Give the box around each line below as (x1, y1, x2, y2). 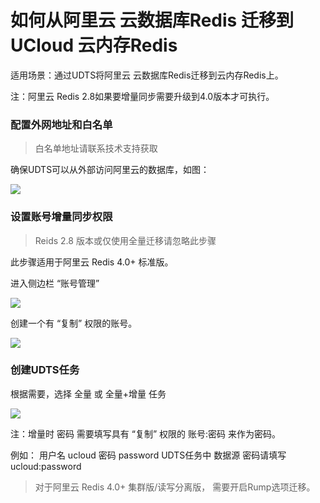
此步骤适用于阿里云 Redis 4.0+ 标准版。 (10, 256, 174, 268)
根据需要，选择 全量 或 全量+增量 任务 (10, 387, 167, 400)
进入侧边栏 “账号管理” (10, 277, 100, 289)
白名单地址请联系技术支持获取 (34, 142, 158, 155)
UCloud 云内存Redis (10, 34, 178, 57)
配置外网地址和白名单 (10, 117, 113, 131)
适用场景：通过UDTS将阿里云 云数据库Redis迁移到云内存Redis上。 (10, 69, 284, 81)
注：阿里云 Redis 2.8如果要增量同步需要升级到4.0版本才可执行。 (10, 90, 275, 102)
